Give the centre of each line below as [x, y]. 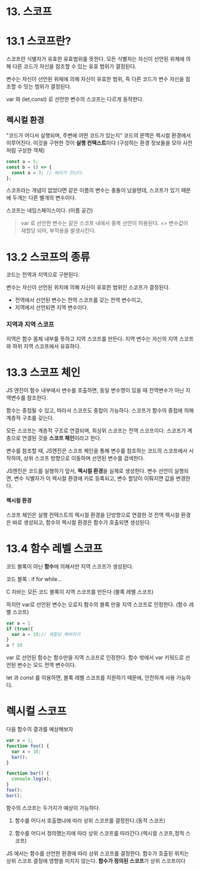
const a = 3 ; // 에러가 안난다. [48, 173]
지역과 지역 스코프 [30, 324]
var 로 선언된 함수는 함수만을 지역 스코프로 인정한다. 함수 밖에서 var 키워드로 [95, 657]
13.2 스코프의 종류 [48, 257]
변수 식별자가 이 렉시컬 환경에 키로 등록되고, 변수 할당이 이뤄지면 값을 [94, 478]
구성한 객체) [31, 150]
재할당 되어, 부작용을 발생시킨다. [58, 230]
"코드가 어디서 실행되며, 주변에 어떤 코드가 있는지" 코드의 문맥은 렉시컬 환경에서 [99, 135]
